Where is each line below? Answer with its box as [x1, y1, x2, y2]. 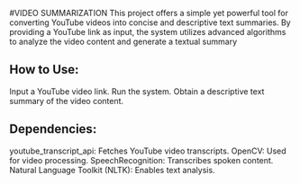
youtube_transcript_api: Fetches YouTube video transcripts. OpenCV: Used [9, 145, 286, 156]
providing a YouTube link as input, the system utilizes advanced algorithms [9, 27, 286, 37]
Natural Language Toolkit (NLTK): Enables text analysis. [9, 164, 215, 175]
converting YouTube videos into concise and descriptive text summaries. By [9, 17, 291, 28]
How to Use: [9, 62, 79, 77]
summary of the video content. [9, 95, 124, 106]
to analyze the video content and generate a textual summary [9, 36, 238, 47]
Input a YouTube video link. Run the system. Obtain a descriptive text [9, 85, 265, 97]
